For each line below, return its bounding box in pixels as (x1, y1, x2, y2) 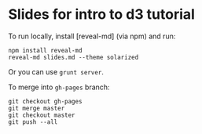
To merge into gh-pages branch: (8, 82, 110, 92)
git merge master (8, 104, 65, 112)
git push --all (8, 118, 58, 126)
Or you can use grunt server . (8, 67, 105, 76)
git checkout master (8, 111, 76, 119)
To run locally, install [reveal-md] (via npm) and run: (8, 31, 176, 41)
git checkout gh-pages (8, 97, 83, 105)
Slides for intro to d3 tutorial (8, 5, 195, 24)
